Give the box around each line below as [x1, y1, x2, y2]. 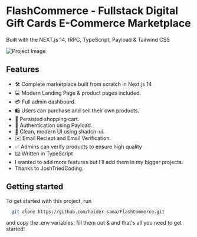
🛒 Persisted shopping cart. [14, 115, 80, 122]
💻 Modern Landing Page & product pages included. [14, 89, 142, 96]
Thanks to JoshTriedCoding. [14, 165, 84, 172]
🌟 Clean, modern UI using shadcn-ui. [14, 128, 105, 135]
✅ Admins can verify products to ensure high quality [14, 143, 143, 150]
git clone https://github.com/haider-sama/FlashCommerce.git [11, 209, 165, 215]
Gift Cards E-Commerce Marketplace [6, 16, 191, 30]
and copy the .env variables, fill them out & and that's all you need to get [6, 219, 182, 226]
